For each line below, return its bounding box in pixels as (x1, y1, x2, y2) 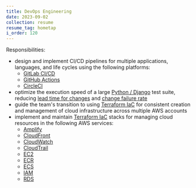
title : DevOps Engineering (6, 8, 72, 15)
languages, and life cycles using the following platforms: (14, 64, 150, 71)
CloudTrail (23, 144, 49, 152)
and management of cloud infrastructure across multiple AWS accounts (14, 107, 187, 114)
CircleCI (23, 82, 43, 89)
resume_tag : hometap (6, 25, 57, 31)
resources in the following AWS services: (14, 120, 114, 127)
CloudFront (23, 132, 51, 139)
